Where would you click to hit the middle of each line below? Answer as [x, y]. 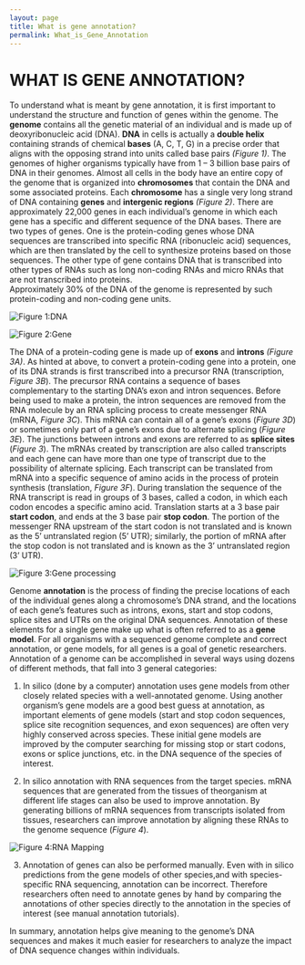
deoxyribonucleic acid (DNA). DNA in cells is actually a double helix [137, 134]
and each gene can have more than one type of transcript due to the [138, 459]
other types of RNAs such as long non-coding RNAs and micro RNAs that [147, 270]
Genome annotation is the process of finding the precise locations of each [150, 591]
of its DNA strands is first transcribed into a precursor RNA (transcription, [147, 371]
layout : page [34, 18]
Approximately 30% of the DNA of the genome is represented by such [141, 289]
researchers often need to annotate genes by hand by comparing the [152, 894]
